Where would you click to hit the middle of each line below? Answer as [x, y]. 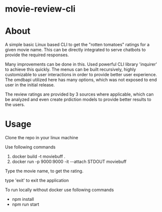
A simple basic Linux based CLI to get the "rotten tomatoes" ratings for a [77, 45]
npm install [23, 199]
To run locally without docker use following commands [59, 190]
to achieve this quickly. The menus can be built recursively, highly [71, 69]
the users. [15, 105]
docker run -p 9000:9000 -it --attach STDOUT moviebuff [69, 162]
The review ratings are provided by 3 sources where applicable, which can [79, 94]
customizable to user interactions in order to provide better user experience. [81, 75]
